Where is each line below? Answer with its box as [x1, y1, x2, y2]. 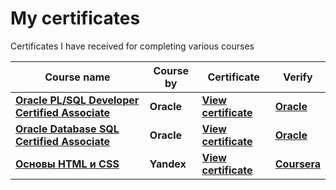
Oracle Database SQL [15, 122, 120, 136]
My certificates [10, 7, 141, 30]
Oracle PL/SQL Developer [15, 93, 140, 107]
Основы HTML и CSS [15, 157, 120, 171]
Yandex [149, 157, 187, 171]
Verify [283, 70, 313, 84]
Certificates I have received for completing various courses [10, 40, 255, 52]
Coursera [274, 157, 321, 171]
